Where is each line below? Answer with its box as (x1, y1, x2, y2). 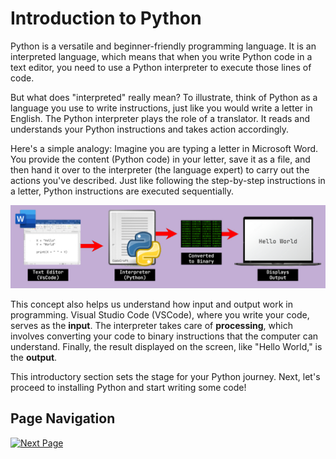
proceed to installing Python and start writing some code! (10, 381, 247, 393)
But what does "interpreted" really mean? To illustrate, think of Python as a (10, 91, 318, 103)
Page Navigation (10, 410, 116, 427)
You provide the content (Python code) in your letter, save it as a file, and (10, 153, 311, 165)
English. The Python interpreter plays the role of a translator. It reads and (10, 112, 311, 124)
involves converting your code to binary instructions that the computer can (10, 330, 319, 342)
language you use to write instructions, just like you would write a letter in (10, 102, 313, 114)
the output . (10, 351, 58, 363)
